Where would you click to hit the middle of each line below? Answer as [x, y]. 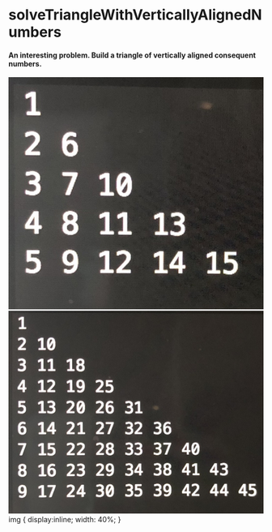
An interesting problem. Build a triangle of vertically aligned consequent [132, 55]
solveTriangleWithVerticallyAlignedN [135, 15]
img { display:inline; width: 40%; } [65, 520]
